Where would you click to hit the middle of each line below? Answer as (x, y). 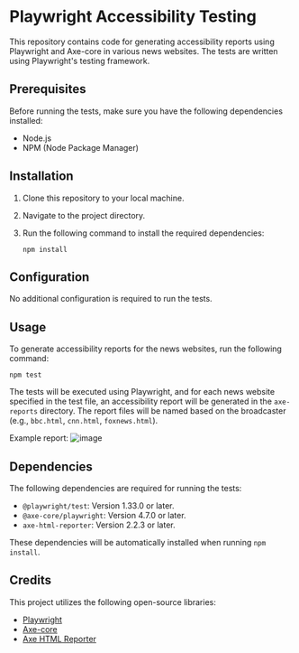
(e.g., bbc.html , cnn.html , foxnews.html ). (84, 421)
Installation (41, 177)
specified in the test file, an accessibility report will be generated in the (141, 401)
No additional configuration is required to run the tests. (111, 299)
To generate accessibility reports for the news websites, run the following (145, 349)
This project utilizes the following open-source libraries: (113, 602)
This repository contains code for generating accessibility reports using (142, 42)
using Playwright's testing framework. (80, 61)
